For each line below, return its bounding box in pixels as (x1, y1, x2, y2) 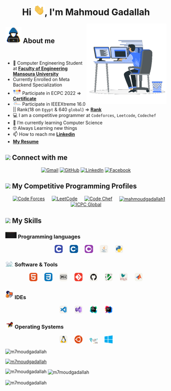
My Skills (12, 216, 42, 225)
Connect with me (12, 153, 68, 162)
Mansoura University (12, 71, 59, 77)
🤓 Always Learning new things (12, 125, 78, 131)
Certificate (12, 95, 37, 102)
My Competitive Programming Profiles (12, 182, 137, 191)
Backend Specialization (12, 82, 62, 88)
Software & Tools (14, 261, 58, 268)
